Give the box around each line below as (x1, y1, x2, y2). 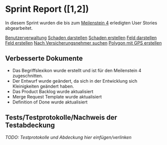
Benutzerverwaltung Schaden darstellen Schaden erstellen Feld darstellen (5, 35, 157, 41)
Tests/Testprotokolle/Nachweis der (5, 113, 118, 122)
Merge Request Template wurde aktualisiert (12, 94, 102, 99)
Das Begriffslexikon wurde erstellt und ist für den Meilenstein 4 (12, 67, 142, 73)
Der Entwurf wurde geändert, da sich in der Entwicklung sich (12, 78, 138, 84)
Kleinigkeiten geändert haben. (12, 83, 75, 89)
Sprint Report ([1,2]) (5, 3, 89, 15)
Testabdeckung (5, 121, 55, 130)
